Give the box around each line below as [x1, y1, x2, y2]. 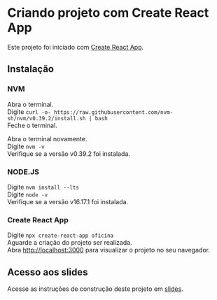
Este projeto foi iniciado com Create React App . [7, 43, 144, 51]
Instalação [7, 63, 55, 75]
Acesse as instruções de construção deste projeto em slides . [7, 285, 183, 293]
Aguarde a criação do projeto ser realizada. [7, 238, 132, 247]
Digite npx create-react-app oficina [7, 231, 114, 239]
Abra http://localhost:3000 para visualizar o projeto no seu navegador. [7, 246, 210, 255]
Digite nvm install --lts [7, 183, 79, 191]
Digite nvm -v [7, 142, 45, 150]
